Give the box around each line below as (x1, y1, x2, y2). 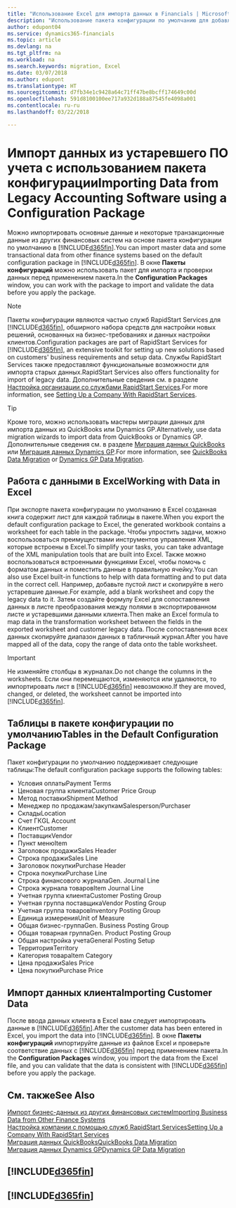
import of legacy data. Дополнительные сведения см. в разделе (7, 375, 199, 384)
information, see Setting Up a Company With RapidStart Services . (7, 390, 197, 399)
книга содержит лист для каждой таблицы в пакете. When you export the (7, 512, 225, 521)
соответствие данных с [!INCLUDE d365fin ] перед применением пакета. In (7, 1047, 228, 1055)
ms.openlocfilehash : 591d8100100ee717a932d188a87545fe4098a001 (7, 96, 197, 103)
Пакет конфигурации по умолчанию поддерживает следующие (7, 758, 198, 766)
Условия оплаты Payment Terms (17, 779, 112, 787)
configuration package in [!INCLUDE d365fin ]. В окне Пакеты (7, 258, 186, 266)
